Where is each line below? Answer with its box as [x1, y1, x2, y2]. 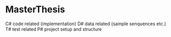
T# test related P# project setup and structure [5, 26, 102, 32]
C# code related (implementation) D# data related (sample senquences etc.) [5, 21, 166, 27]
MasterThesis [5, 4, 66, 15]
